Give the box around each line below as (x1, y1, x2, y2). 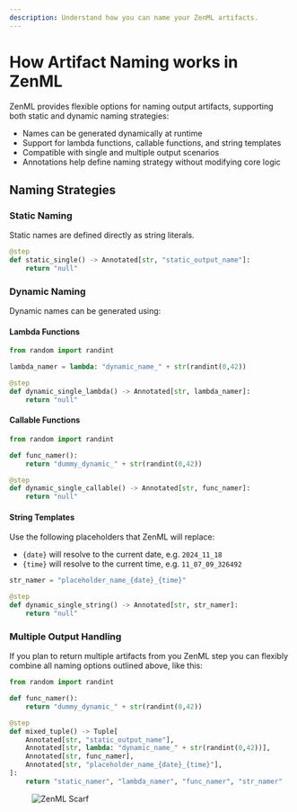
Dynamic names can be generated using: (9, 306, 162, 317)
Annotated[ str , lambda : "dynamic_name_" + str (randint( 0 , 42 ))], (25, 744, 271, 753)
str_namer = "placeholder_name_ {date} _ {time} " (9, 576, 187, 585)
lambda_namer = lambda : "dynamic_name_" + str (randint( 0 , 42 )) (9, 362, 247, 371)
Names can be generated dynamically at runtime (22, 128, 203, 138)
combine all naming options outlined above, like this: (9, 660, 204, 671)
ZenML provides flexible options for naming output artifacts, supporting (9, 101, 274, 112)
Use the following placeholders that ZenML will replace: (9, 531, 215, 542)
